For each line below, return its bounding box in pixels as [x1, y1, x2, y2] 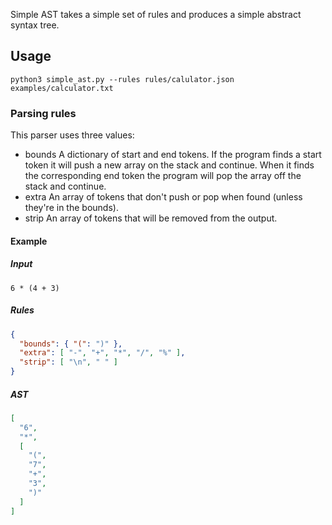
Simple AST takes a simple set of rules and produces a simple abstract [10, 9, 302, 20]
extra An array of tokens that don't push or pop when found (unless [24, 191, 303, 203]
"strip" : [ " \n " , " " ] [19, 357, 118, 368]
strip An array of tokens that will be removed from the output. [24, 212, 278, 224]
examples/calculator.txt [10, 83, 114, 93]
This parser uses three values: [10, 129, 135, 141]
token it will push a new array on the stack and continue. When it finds [24, 159, 315, 171]
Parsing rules [10, 106, 77, 120]
